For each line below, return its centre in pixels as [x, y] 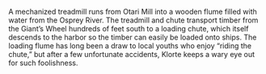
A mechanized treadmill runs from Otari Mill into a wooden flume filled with [133, 12]
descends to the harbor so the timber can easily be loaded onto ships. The [133, 37]
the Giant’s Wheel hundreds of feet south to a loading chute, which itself [129, 29]
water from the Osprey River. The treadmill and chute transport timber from [133, 20]
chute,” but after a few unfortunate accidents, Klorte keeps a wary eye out [131, 54]
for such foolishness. [43, 63]
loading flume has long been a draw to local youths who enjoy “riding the [130, 46]
